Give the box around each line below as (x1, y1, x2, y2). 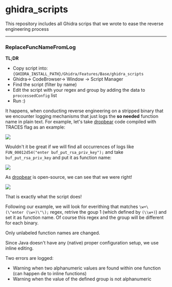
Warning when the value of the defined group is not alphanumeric (12, 276, 152, 282)
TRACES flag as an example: (5, 124, 66, 130)
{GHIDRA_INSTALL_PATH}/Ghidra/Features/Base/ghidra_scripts (12, 72, 144, 77)
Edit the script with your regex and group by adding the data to (12, 87, 145, 93)
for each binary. (5, 220, 39, 226)
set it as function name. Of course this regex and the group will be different (5, 214, 164, 221)
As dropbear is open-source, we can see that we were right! (5, 174, 132, 180)
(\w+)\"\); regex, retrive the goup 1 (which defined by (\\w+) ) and (26, 209, 167, 215)
